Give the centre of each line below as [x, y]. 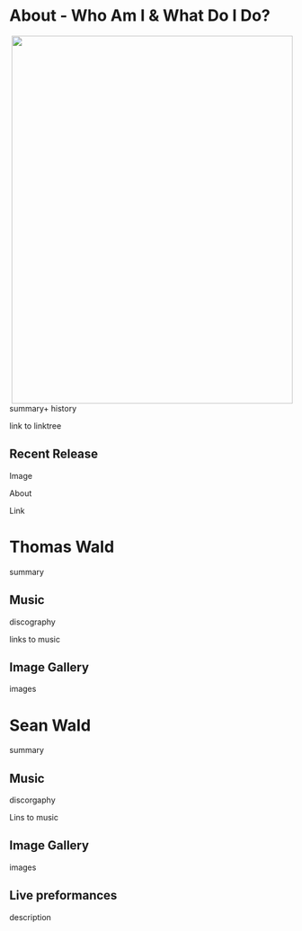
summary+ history [43, 408]
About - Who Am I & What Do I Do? [140, 16]
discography [32, 622]
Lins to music [34, 818]
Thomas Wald [62, 547]
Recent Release [54, 454]
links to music [35, 639]
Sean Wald [50, 725]
